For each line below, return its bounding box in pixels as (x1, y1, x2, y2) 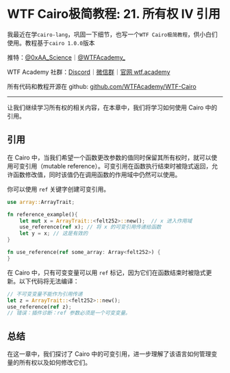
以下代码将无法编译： (18, 276, 79, 285)
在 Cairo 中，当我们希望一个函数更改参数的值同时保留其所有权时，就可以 (7, 153, 212, 162)
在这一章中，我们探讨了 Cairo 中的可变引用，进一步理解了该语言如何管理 (7, 350, 212, 358)
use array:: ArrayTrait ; (7, 198, 75, 205)
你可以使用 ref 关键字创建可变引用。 (7, 185, 110, 193)
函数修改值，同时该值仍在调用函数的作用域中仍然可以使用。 (12, 170, 181, 179)
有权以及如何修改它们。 (25, 359, 91, 367)
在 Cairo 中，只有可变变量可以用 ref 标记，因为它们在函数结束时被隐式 (7, 268, 207, 276)
